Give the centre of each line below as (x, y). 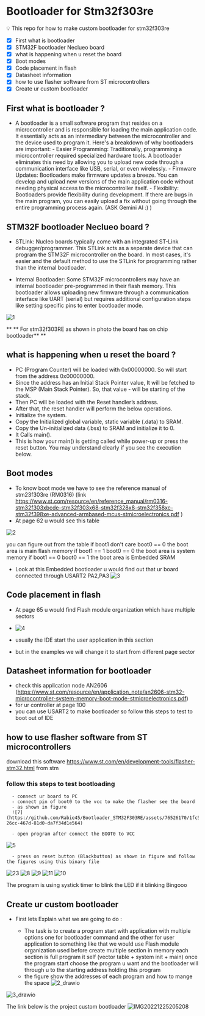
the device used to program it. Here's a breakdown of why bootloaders (104, 143)
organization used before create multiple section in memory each (106, 951)
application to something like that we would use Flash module (102, 944)
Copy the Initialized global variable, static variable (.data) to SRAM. (99, 421)
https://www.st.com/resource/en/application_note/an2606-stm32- (101, 692)
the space (37, 983)
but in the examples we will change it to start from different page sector (105, 651)
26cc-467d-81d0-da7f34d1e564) (45, 823)
